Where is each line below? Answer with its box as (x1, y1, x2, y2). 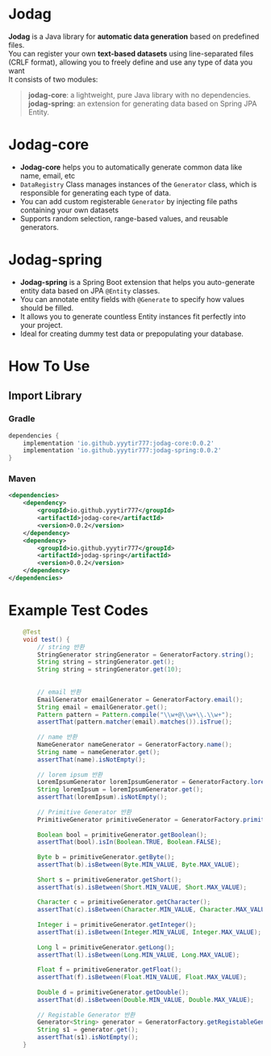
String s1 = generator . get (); (37, 1026, 139, 1034)
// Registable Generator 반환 (37, 1011, 135, 1019)
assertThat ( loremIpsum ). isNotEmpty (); (37, 793, 168, 802)
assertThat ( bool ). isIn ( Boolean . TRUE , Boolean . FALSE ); (37, 838, 222, 846)
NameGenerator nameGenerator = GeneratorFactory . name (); (37, 740, 232, 749)
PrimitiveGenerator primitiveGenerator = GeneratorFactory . (37, 815, 244, 823)
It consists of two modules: (8, 74, 98, 84)
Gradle (8, 413, 35, 425)
